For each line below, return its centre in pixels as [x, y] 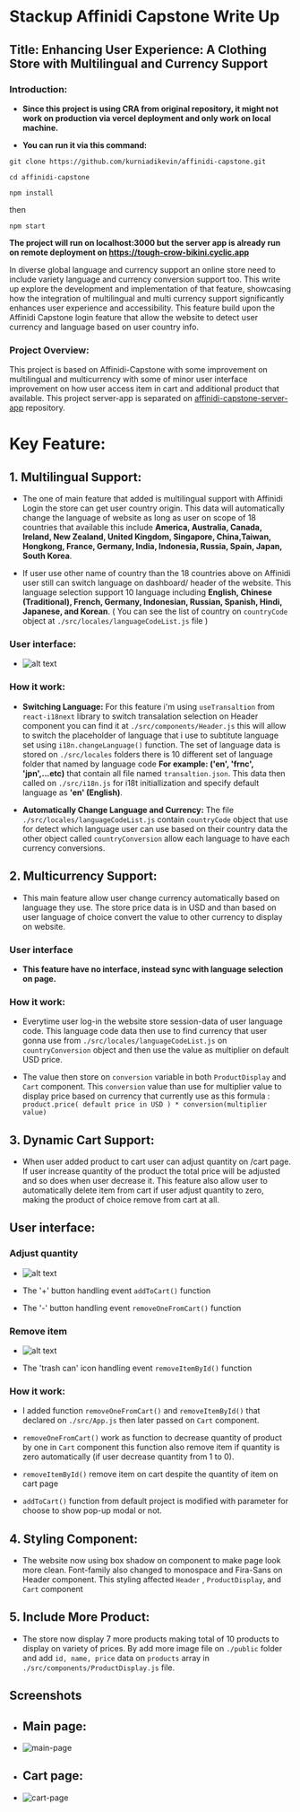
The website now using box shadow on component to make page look [151, 1561]
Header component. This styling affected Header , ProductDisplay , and [152, 1580]
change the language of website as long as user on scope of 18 [139, 518]
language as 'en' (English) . [73, 792]
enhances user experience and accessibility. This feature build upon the [142, 308]
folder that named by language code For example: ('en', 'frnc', [138, 764]
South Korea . [47, 556]
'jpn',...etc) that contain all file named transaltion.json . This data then [154, 773]
